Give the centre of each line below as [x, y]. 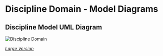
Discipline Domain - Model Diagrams [82, 9]
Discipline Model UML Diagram [54, 27]
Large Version [19, 48]
